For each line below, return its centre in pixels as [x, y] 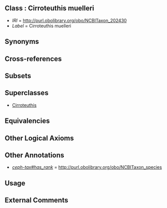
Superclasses [27, 93]
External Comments [36, 200]
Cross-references [33, 59]
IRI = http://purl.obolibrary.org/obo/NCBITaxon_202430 [69, 20]
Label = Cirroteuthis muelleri [41, 26]
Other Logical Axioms [39, 138]
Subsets [18, 76]
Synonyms [22, 42]
